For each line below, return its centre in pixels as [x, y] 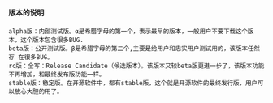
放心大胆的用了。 [39, 92]
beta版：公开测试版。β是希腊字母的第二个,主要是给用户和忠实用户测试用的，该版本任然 [134, 49]
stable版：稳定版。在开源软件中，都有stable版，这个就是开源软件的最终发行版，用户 [133, 84]
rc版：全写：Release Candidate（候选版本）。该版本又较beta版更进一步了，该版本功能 [136, 66]
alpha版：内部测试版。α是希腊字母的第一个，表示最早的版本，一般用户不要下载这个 [128, 32]
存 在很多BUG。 [31, 58]
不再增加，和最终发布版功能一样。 [57, 75]
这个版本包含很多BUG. [52, 41]
